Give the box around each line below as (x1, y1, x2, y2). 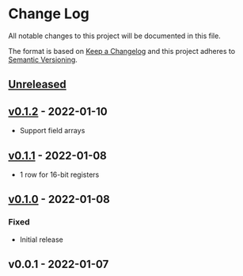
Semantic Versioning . (8, 55, 78, 64)
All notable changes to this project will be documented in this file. (8, 31, 222, 40)
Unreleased (8, 78, 67, 91)
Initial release (19, 235, 63, 244)
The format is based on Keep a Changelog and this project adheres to (8, 46, 236, 56)
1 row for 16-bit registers (19, 170, 100, 179)
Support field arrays (19, 126, 85, 136)
